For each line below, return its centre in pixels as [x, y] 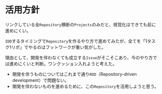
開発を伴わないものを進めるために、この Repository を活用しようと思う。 [85, 86]
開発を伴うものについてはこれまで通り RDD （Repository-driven [74, 74]
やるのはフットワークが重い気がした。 [67, 47]
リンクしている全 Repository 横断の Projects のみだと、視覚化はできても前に [81, 24]
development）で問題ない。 [40, 80]
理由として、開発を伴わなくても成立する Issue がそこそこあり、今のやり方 [79, 57]
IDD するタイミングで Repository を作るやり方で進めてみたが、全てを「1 [76, 41]
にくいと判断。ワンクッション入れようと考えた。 [67, 64]
